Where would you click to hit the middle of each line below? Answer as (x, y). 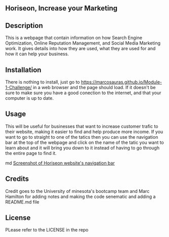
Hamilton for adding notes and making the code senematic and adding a (80, 196)
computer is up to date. (30, 98)
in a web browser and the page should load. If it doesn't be (94, 88)
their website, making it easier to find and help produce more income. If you (84, 132)
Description (24, 26)
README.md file (22, 202)
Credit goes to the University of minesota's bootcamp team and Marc (77, 191)
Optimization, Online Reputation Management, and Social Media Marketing (83, 43)
